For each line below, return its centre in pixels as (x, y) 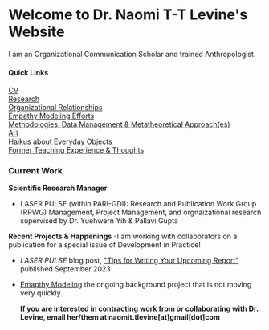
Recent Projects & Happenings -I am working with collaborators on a (123, 236)
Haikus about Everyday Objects (60, 141)
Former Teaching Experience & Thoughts (76, 150)
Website (37, 32)
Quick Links (29, 72)
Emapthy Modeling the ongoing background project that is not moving (136, 285)
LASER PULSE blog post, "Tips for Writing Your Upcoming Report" (129, 261)
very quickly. (41, 293)
